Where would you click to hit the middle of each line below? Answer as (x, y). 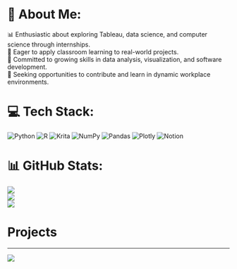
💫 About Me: (44, 14)
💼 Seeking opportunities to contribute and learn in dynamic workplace (109, 74)
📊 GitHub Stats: (55, 166)
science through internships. (49, 44)
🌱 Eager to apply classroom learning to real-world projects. (93, 51)
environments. (28, 82)
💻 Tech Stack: (51, 112)
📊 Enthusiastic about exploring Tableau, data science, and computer (108, 34)
